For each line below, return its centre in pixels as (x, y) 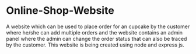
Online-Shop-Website (60, 11)
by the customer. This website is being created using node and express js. (95, 45)
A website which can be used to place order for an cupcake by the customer (98, 26)
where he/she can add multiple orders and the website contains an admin (94, 32)
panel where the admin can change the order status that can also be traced (97, 38)
